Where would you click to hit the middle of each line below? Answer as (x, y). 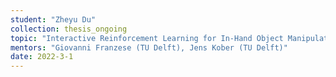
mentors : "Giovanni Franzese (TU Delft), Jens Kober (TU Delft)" (149, 47)
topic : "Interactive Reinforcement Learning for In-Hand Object (147, 38)
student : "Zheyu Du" (53, 19)
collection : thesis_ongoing (69, 29)
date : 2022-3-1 (42, 57)
